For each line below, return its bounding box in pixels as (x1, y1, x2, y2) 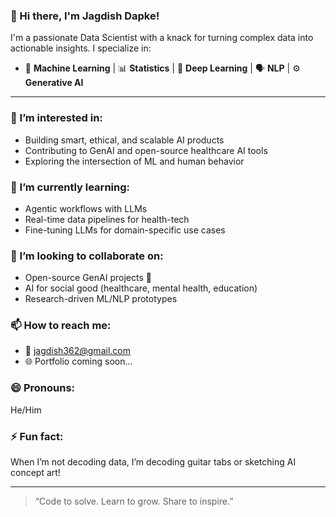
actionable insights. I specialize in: (10, 42, 152, 54)
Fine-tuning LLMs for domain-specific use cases (24, 224, 226, 236)
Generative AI (24, 77, 84, 89)
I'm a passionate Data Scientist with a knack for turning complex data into (10, 32, 314, 44)
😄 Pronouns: (10, 381, 76, 395)
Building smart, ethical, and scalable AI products (24, 134, 225, 146)
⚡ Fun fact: (10, 429, 64, 443)
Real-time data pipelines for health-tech (24, 213, 190, 225)
